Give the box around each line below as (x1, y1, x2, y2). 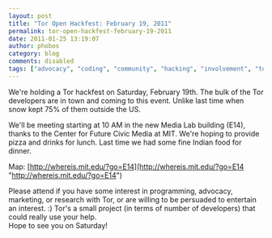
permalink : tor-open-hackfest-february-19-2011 (8, 27, 172, 35)
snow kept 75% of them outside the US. (8, 104, 142, 114)
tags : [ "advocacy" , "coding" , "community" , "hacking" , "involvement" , (8, 65, 252, 73)
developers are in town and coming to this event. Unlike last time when (8, 95, 244, 106)
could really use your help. (8, 212, 97, 222)
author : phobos (8, 42, 60, 50)
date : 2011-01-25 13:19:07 (8, 34, 100, 43)
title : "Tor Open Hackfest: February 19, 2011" (8, 19, 172, 28)
